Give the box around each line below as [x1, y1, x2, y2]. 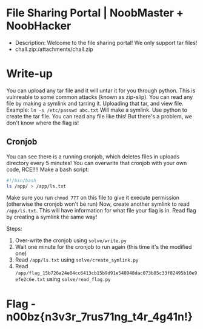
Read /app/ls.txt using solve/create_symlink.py [15, 256, 139, 263]
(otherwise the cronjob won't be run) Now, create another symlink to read [6, 200, 190, 208]
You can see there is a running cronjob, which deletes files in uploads [6, 152, 180, 160]
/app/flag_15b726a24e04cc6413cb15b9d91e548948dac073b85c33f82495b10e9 [15, 270, 198, 276]
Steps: [6, 225, 22, 232]
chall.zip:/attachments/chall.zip [15, 46, 93, 53]
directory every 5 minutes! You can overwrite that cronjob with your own [6, 159, 187, 166]
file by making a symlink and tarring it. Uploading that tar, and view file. [6, 100, 184, 107]
